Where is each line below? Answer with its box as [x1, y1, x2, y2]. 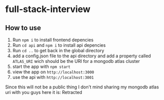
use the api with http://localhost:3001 [12, 74, 94, 80]
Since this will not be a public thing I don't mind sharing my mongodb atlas [5, 84, 159, 90]
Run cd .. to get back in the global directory [12, 48, 104, 53]
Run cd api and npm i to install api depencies [12, 42, 106, 48]
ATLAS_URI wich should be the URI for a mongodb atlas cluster [12, 58, 140, 64]
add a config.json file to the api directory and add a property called [12, 53, 151, 59]
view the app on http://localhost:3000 [12, 69, 94, 75]
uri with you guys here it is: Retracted [5, 89, 83, 95]
